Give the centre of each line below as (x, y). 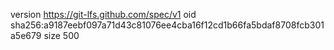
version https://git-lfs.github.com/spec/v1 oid (103, 14)
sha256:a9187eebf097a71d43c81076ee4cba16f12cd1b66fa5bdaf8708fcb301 (167, 25)
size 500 (61, 35)
